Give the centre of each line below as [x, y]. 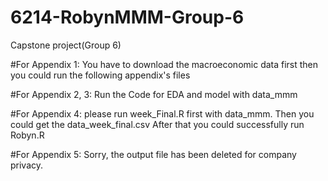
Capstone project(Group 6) [66, 45]
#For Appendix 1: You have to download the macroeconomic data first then [164, 64]
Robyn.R [27, 135]
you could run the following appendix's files [100, 75]
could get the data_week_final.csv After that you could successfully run [157, 124]
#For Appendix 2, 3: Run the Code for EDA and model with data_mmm [154, 94]
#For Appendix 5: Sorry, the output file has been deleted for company [153, 154]
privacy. [27, 165]
